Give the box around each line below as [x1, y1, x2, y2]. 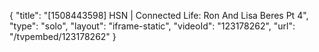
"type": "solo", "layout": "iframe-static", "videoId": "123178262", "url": [9, 20, 296, 32]
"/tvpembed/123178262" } [9, 31, 117, 42]
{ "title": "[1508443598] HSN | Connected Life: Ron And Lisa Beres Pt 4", [9, 10, 309, 21]
